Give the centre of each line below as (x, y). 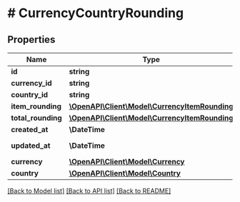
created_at (30, 130)
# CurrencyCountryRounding (96, 13)
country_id (30, 95)
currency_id (31, 83)
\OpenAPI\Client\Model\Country (125, 173)
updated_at (31, 146)
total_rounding (36, 118)
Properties (31, 40)
